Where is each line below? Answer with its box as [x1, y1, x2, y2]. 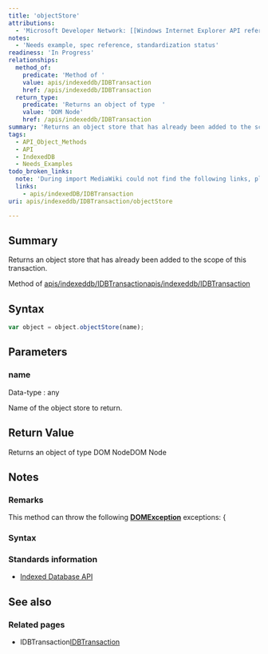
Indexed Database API [19, 572, 93, 581]
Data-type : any [8, 387, 60, 397]
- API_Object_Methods [15, 137, 88, 146]
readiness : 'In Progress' [8, 49, 94, 57]
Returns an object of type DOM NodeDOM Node [8, 447, 167, 457]
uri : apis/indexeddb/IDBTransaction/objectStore [8, 197, 173, 205]
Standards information [8, 554, 98, 565]
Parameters [8, 345, 68, 359]
